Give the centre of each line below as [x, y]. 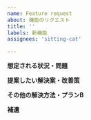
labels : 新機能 [27, 33]
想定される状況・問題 [37, 66]
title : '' [21, 26]
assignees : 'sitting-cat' [44, 39]
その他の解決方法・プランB [45, 95]
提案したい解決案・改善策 [43, 81]
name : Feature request [40, 13]
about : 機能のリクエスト [39, 20]
